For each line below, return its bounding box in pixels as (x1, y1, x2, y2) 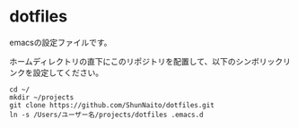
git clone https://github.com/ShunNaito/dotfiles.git (9, 100, 215, 109)
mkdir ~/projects (9, 92, 74, 102)
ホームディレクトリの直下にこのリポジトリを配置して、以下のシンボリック (9, 55, 284, 66)
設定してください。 (32, 67, 104, 78)
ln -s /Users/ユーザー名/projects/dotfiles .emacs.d (9, 110, 204, 119)
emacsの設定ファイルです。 (9, 37, 112, 47)
